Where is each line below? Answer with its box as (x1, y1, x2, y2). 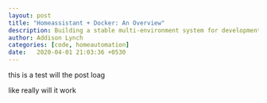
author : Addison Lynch (8, 33, 83, 42)
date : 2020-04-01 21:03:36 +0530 (8, 48, 126, 56)
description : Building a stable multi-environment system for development (8, 26, 261, 34)
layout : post (8, 11, 52, 20)
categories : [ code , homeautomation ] (8, 41, 130, 49)
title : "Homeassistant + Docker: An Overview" (8, 19, 165, 27)
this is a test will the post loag (8, 71, 106, 79)
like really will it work (8, 86, 77, 95)
